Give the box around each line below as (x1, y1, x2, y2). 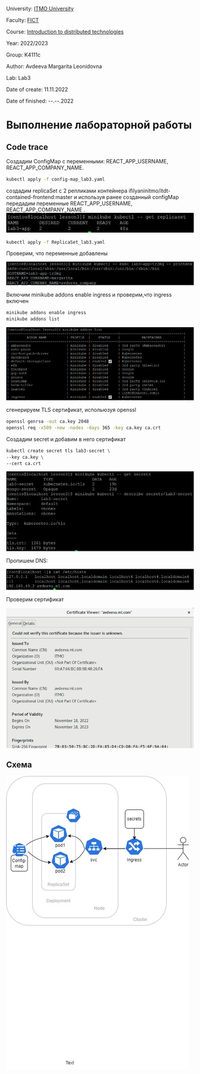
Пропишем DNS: (6, 557, 48, 564)
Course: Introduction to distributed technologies (6, 28, 124, 35)
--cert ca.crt (6, 460, 42, 467)
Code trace (6, 142, 49, 152)
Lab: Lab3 (6, 75, 31, 81)
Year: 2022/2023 (6, 40, 48, 46)
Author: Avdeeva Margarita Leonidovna (6, 63, 102, 70)
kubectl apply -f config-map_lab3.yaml (6, 176, 105, 182)
